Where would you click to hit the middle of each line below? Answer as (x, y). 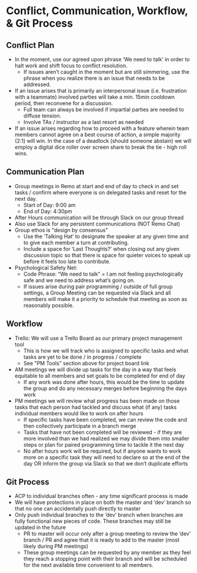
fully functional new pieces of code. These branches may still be (93, 521)
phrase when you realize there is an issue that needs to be (94, 78)
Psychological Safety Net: (46, 267)
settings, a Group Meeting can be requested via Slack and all (97, 293)
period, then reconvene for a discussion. (64, 103)
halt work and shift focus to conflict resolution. (71, 66)
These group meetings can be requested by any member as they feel (107, 552)
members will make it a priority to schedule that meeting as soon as (105, 299)
